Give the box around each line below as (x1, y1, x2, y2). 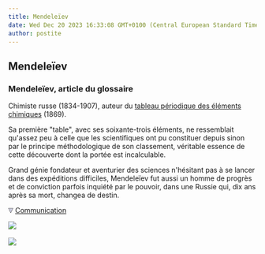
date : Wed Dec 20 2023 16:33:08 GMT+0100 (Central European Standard (8, 21, 242, 29)
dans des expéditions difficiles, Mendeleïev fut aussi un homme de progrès (8, 174, 252, 183)
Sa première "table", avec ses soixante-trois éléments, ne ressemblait (8, 125, 234, 134)
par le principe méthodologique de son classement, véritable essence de (8, 142, 245, 151)
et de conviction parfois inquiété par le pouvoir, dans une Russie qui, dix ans (8, 182, 256, 192)
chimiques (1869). (8, 110, 67, 119)
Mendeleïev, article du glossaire (8, 83, 134, 94)
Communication (14, 206, 67, 215)
